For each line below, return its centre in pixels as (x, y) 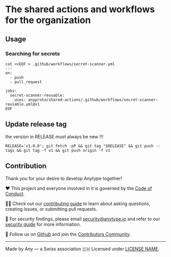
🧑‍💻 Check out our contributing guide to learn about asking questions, (78, 203)
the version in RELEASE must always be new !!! (54, 137)
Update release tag (36, 124)
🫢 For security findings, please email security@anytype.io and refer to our (83, 219)
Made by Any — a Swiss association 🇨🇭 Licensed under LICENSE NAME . (82, 249)
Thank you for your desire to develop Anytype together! (64, 178)
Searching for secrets (33, 54)
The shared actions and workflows (80, 9)
